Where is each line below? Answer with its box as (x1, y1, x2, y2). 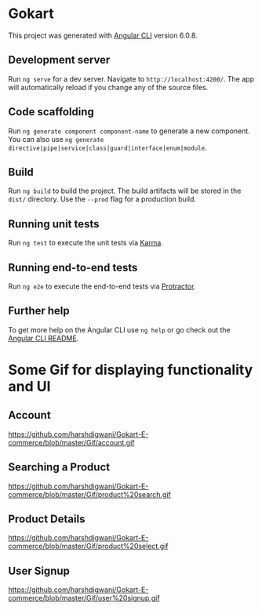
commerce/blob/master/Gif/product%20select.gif (8, 542, 169, 551)
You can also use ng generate (8, 134, 104, 143)
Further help (8, 304, 71, 318)
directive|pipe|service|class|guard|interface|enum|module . (8, 143, 207, 152)
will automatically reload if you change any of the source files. (8, 82, 209, 92)
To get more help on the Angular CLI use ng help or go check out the (8, 325, 231, 334)
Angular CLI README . (8, 333, 79, 343)
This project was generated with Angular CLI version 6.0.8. (8, 31, 198, 40)
